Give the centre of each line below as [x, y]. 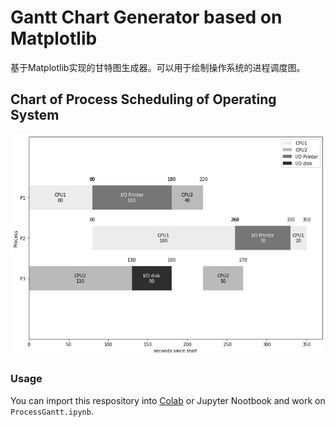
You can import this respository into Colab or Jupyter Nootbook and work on [168, 400]
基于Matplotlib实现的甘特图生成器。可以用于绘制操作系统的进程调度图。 [158, 67]
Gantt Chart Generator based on [146, 17]
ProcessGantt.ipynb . [52, 411]
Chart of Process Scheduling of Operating [143, 99]
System [35, 115]
